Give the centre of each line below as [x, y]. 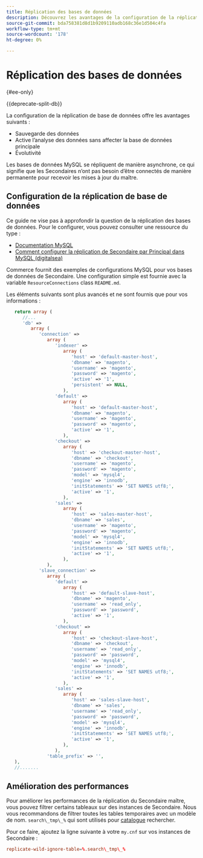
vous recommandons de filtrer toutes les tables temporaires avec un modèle [101, 814]
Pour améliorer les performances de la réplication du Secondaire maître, [96, 801]
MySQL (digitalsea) [39, 258]
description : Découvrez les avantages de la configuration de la [90, 18]
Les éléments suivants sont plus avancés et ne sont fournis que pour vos [97, 294]
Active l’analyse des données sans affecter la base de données [93, 140]
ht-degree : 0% [24, 40]
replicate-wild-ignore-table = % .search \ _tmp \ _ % [66, 850]
